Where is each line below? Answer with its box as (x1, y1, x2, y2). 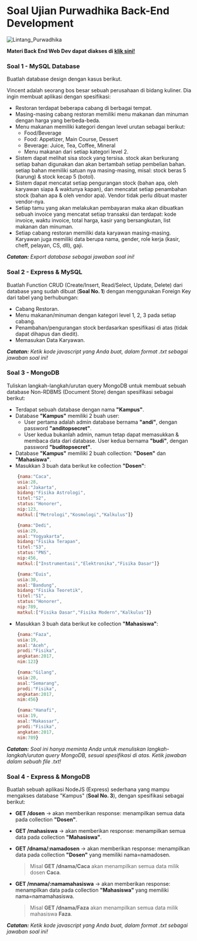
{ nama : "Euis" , (17, 571, 52, 577)
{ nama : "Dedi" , (17, 522, 52, 528)
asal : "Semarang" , (17, 680, 60, 686)
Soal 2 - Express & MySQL (6, 268, 83, 276)
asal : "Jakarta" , (17, 484, 58, 490)
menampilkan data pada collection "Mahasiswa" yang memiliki (15, 886, 169, 893)
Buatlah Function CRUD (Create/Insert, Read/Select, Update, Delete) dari (6, 281, 183, 289)
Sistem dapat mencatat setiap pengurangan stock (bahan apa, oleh (15, 179, 178, 186)
